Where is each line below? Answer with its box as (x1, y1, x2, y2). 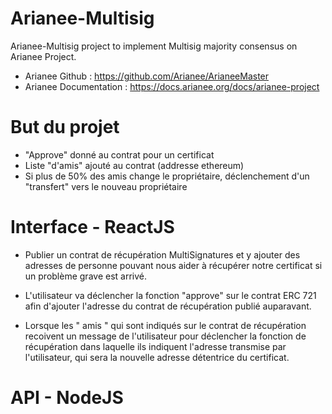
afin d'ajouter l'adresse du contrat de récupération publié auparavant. (24, 300, 312, 312)
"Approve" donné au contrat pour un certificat (24, 148, 215, 161)
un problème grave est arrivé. (24, 270, 147, 282)
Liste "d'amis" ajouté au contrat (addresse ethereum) (24, 159, 245, 171)
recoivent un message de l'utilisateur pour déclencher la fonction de (24, 330, 307, 342)
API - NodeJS (10, 387, 124, 409)
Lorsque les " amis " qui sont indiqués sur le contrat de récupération (24, 319, 307, 331)
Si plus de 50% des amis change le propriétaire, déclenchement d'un (24, 170, 310, 182)
